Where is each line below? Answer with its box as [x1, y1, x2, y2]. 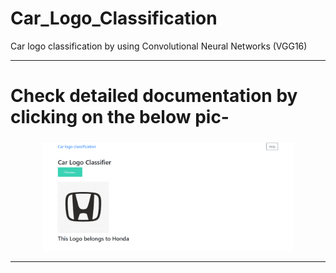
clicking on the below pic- [10, 106, 230, 129]
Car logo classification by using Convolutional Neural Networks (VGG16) [10, 40, 308, 52]
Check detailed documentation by [10, 85, 298, 107]
